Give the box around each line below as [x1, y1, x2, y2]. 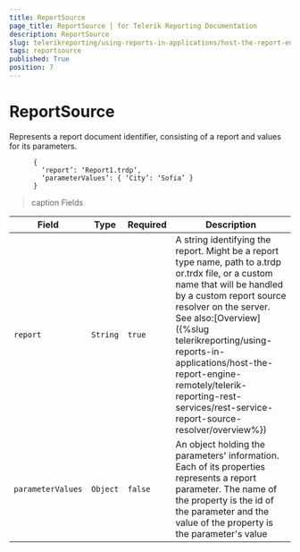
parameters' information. [175, 449, 279, 462]
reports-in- [175, 345, 226, 358]
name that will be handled [175, 278, 284, 291]
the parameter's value [175, 527, 268, 539]
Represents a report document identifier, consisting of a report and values [9, 131, 281, 141]
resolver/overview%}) [175, 423, 267, 436]
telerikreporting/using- [175, 334, 272, 346]
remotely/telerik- [175, 378, 247, 391]
